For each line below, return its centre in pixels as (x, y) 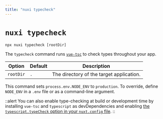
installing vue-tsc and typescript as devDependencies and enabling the (77, 106)
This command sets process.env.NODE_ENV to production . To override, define (82, 86)
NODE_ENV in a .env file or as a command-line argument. (60, 91)
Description (96, 66)
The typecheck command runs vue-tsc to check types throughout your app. (81, 54)
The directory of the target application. (96, 74)
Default (39, 66)
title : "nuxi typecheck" (30, 10)
